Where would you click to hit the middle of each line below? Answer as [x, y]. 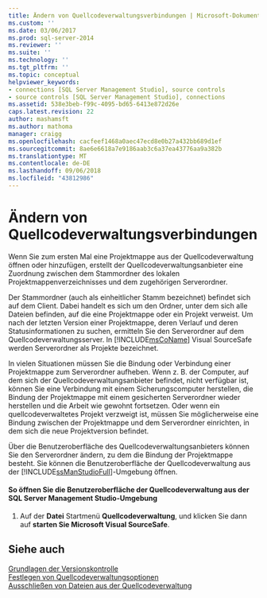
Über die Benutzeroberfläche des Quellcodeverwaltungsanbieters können [129, 446]
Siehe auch [37, 549]
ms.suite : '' [30, 52]
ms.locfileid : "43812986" [51, 179]
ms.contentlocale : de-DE [49, 164]
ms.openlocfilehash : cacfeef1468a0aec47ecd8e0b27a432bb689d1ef [115, 141]
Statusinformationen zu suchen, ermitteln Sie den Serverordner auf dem [126, 331]
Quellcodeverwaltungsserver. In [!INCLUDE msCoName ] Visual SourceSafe [130, 340]
